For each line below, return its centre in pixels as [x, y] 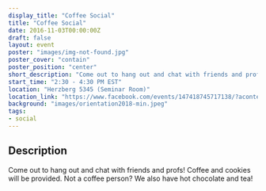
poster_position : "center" [53, 67]
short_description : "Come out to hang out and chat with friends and [125, 74]
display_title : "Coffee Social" [61, 15]
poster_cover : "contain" [49, 60]
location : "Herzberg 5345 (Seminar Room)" [79, 89]
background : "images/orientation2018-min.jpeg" [88, 104]
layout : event [32, 45]
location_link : [33, 97]
